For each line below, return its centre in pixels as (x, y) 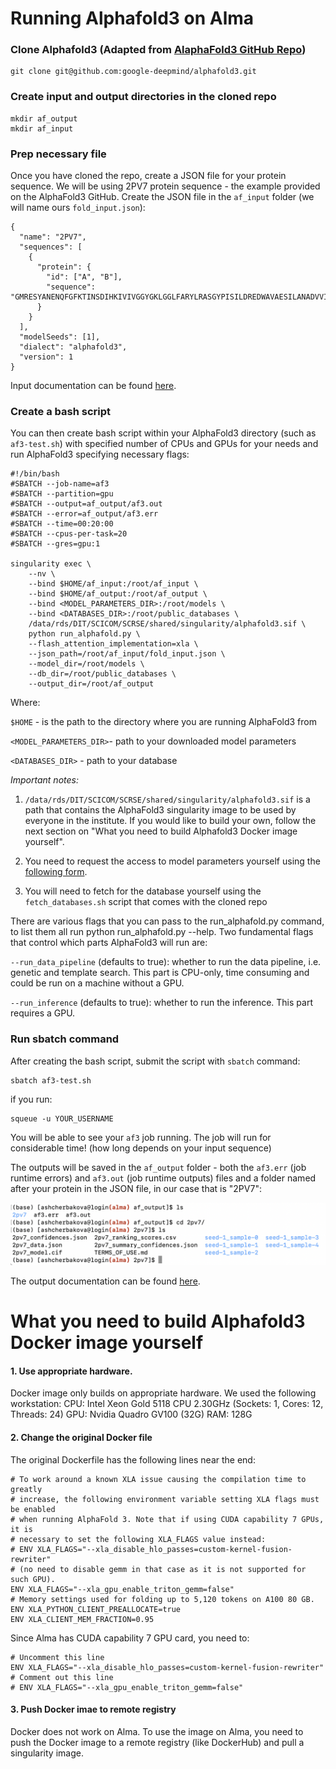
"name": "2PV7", (53, 237)
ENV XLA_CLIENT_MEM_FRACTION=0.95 (82, 1619)
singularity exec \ (51, 564)
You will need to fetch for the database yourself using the (143, 891)
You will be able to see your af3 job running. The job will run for (141, 1137)
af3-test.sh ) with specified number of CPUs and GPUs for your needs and (164, 444)
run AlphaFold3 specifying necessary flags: (100, 454)
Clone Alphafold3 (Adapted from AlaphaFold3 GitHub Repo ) (158, 50)
